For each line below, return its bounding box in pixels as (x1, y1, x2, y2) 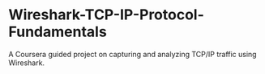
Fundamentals (8, 23, 107, 41)
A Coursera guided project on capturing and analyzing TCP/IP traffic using (8, 49, 257, 59)
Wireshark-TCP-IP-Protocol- (8, 6, 205, 24)
